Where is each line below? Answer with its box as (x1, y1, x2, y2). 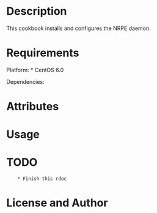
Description (6, 4, 67, 18)
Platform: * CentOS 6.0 (6, 66, 64, 73)
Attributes (6, 100, 59, 114)
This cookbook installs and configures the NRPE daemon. (6, 24, 151, 32)
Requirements (6, 46, 79, 60)
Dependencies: (6, 78, 45, 85)
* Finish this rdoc (17, 176, 67, 182)
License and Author (6, 196, 108, 210)
